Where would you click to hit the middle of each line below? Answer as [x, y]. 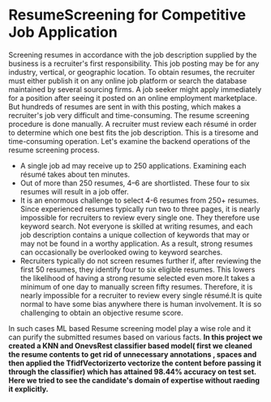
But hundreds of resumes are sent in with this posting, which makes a [125, 107]
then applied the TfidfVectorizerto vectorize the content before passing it [135, 363]
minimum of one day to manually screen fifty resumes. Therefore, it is [136, 286]
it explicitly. [28, 389]
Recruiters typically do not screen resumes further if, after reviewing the [140, 260]
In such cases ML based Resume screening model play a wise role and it [130, 328]
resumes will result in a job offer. [75, 191]
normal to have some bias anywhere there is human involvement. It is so [141, 304]
